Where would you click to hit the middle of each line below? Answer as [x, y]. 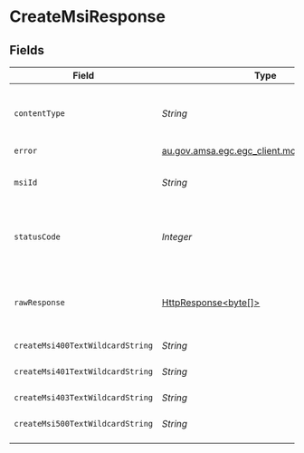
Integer [177, 237]
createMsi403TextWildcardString [84, 397]
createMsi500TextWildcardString [84, 424]
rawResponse [40, 302]
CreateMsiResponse [87, 17]
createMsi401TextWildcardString [84, 372]
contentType [40, 114]
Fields [27, 50]
